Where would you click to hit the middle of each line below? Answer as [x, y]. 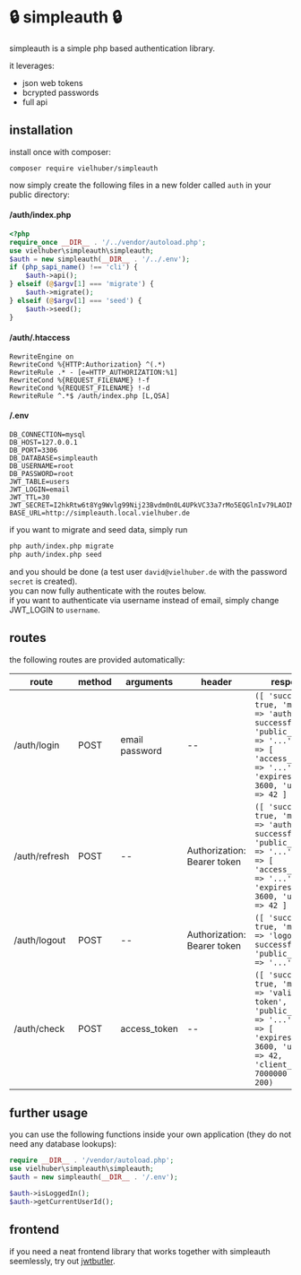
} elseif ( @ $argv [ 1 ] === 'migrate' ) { [82, 284]
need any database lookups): [63, 1144]
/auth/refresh [42, 855]
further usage [49, 1113]
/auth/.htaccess [40, 338]
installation [41, 130]
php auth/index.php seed [56, 554]
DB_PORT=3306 [34, 450]
